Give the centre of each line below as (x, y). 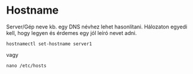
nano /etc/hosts (26, 66)
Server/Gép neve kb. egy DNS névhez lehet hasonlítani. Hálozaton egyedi (97, 27)
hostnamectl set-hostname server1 (49, 44)
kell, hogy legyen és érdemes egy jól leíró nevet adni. (72, 33)
